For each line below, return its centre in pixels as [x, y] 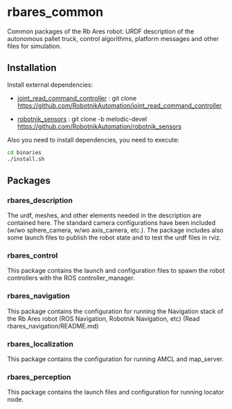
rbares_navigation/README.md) [53, 326]
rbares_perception [39, 377]
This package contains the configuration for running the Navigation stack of [115, 311]
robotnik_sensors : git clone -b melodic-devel [82, 119]
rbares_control [33, 256]
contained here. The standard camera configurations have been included [111, 223]
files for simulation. [35, 46]
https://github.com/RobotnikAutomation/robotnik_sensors [99, 126]
